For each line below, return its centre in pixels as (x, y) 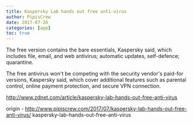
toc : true (18, 33)
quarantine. (20, 63)
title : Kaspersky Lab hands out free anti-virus (66, 11)
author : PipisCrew (28, 17)
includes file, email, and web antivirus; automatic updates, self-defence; (93, 56)
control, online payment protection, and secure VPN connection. (83, 86)
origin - (15, 109)
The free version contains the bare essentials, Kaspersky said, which (89, 50)
